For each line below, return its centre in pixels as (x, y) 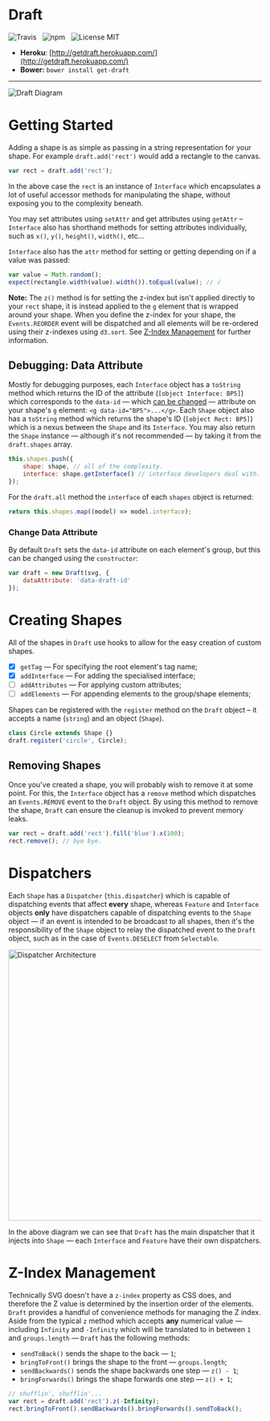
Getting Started (61, 125)
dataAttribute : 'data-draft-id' (77, 580)
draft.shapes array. (41, 444)
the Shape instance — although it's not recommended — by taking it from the (135, 436)
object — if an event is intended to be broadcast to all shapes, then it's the (131, 921)
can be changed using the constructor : (74, 558)
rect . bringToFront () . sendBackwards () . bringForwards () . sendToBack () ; (125, 1409)
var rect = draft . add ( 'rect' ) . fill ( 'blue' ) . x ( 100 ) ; (96, 834)
